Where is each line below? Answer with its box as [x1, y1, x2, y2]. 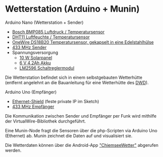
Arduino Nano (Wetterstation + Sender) [5, 19, 84, 25]
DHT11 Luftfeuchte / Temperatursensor [12, 34, 90, 40]
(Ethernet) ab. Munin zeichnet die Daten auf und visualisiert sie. [5, 133, 133, 139]
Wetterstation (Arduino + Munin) [5, 3, 140, 15]
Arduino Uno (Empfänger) [5, 89, 57, 95]
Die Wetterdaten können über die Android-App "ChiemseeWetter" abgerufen [5, 142, 159, 148]
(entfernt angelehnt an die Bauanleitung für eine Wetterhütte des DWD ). [5, 79, 149, 86]
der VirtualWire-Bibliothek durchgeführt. [5, 118, 86, 124]
